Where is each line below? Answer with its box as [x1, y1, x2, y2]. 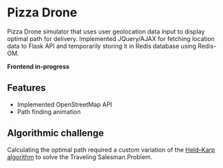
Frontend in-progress [7, 62, 70, 70]
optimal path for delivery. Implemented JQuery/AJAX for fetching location [7, 34, 215, 42]
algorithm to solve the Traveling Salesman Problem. [7, 152, 153, 161]
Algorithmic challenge [7, 128, 104, 139]
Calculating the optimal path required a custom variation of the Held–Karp [7, 145, 215, 154]
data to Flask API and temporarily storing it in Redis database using [7, 42, 197, 50]
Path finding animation [16, 107, 81, 115]
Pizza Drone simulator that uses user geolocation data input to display [7, 27, 205, 36]
